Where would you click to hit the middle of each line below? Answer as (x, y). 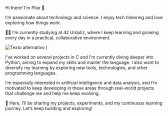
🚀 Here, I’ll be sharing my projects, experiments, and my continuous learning (84, 103)
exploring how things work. (33, 23)
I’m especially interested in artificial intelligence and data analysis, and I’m (81, 83)
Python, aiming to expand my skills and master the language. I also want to (82, 62)
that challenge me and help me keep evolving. (52, 93)
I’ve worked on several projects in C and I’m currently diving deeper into (79, 57)
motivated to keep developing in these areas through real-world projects (80, 88)
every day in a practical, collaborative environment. (58, 38)
